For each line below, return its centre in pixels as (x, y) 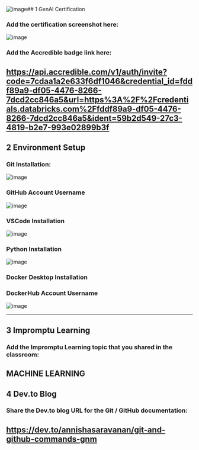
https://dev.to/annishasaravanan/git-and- (86, 430)
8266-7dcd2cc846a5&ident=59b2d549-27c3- (94, 118)
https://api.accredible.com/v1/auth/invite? (87, 72)
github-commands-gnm (52, 439)
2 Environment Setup (46, 147)
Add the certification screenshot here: (62, 24)
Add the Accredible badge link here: (59, 53)
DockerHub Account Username (52, 293)
